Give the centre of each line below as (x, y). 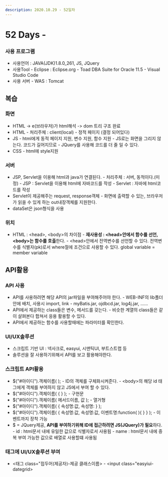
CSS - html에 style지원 (35, 151)
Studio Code (25, 75)
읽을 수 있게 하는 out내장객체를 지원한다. (57, 202)
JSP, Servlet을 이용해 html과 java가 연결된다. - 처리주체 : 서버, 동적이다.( (84, 177)
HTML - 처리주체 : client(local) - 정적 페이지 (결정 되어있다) (71, 132)
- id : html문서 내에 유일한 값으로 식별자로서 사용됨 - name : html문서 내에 (85, 431)
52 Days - (26, 34)
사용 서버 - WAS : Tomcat (38, 81)
